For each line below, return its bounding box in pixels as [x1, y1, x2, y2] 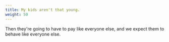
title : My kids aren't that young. [5, 7, 80, 12]
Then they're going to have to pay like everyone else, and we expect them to [5, 25, 164, 31]
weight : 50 [5, 12, 28, 17]
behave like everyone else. [5, 31, 61, 37]
